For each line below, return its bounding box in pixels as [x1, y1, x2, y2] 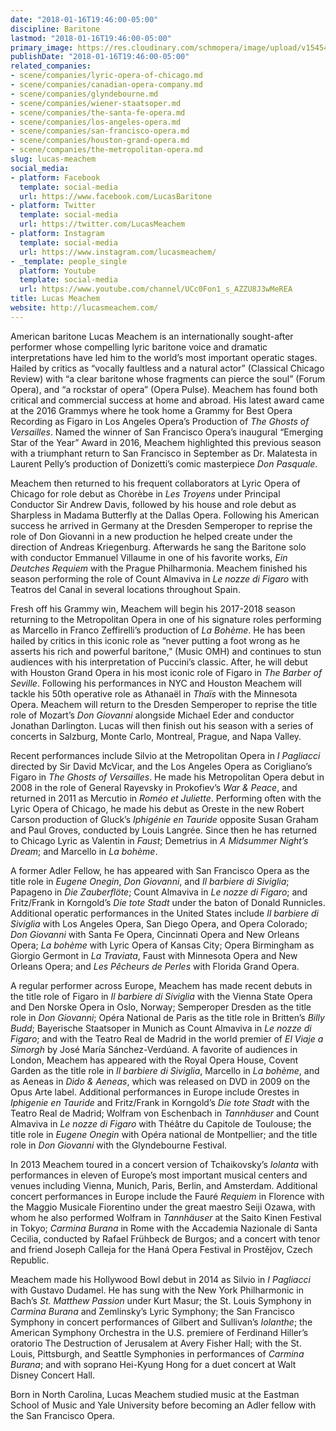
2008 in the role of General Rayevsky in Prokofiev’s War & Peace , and [10, 781, 298, 793]
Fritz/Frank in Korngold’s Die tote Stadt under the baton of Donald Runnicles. [10, 896, 326, 908]
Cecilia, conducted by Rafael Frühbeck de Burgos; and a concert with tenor [10, 1232, 321, 1245]
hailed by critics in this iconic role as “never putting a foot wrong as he [10, 634, 301, 646]
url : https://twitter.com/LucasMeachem [19, 219, 186, 230]
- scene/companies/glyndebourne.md [10, 89, 159, 99]
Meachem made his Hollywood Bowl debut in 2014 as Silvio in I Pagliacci [10, 1273, 311, 1285]
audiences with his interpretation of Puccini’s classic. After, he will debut [10, 656, 308, 668]
